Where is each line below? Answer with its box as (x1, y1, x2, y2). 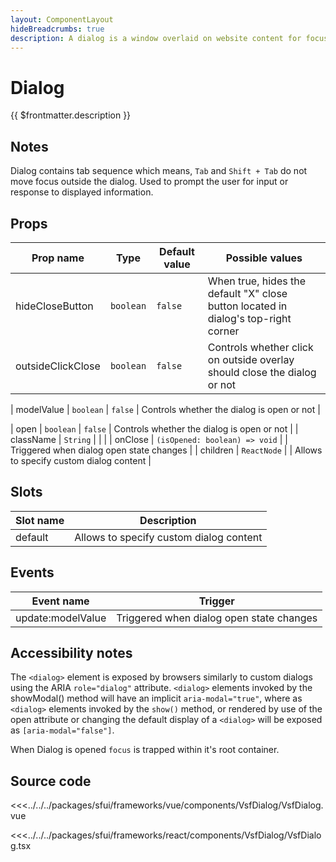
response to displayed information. (10, 186, 154, 198)
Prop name (31, 251, 85, 265)
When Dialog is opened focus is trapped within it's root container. (10, 744, 280, 756)
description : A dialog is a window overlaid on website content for (10, 33, 302, 43)
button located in (207, 299, 288, 313)
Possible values (225, 251, 303, 265)
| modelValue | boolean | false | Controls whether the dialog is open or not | (10, 403, 321, 415)
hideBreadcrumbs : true (10, 24, 105, 34)
